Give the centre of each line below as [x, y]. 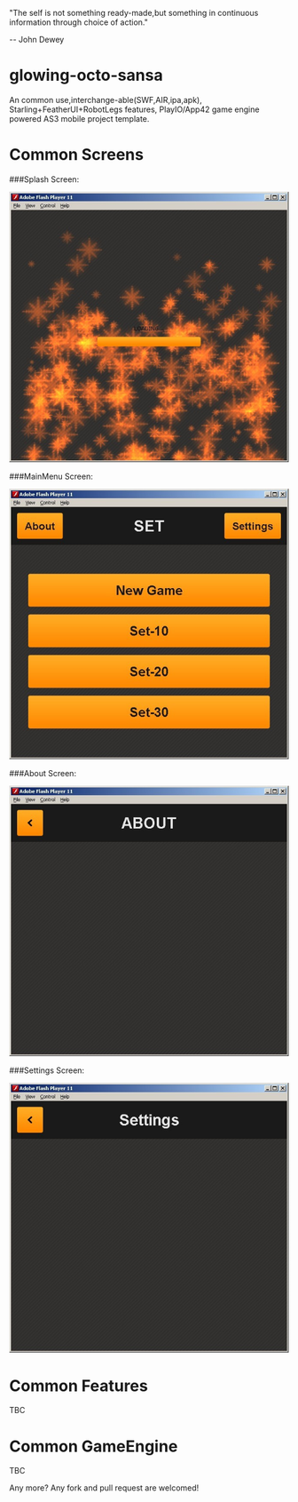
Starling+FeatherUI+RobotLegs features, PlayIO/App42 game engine [134, 109]
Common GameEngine [94, 1446]
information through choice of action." [78, 22]
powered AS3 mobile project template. [79, 118]
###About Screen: [43, 773]
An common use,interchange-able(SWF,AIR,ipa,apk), [106, 99]
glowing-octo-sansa [86, 75]
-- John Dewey [37, 40]
